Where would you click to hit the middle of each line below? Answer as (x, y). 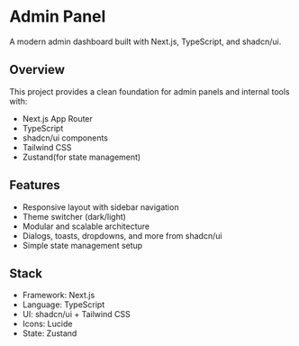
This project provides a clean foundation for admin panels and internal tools (149, 91)
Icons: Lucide (47, 324)
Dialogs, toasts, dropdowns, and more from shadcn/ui (122, 235)
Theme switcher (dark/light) (74, 216)
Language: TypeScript (63, 305)
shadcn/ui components (65, 138)
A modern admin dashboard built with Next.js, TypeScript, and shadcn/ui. (145, 41)
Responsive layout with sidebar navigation (100, 207)
